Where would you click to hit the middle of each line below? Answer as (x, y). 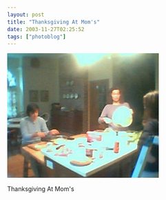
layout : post (26, 15)
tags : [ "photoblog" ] (37, 37)
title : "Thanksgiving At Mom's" (53, 22)
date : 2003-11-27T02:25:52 (46, 29)
